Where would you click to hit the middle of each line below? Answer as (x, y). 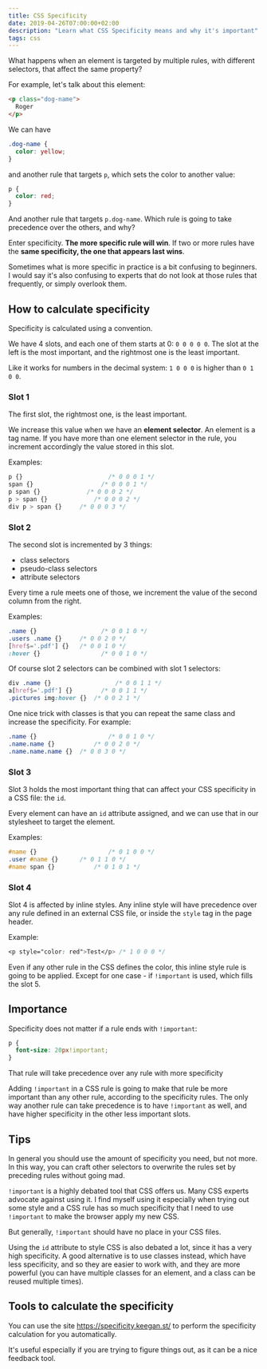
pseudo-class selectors (59, 568)
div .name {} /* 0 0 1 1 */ (85, 683)
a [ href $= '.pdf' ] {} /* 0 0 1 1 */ (78, 691)
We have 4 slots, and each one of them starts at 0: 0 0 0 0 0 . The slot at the (133, 344)
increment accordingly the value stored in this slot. (91, 447)
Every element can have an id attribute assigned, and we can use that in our (133, 813)
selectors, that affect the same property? (75, 70)
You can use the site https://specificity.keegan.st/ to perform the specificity (132, 1325)
